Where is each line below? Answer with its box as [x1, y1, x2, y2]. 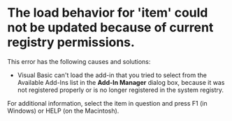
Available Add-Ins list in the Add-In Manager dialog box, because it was [17, 78, 225, 86]
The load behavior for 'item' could [7, 5, 208, 21]
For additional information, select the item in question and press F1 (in [7, 99, 208, 107]
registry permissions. [7, 35, 135, 50]
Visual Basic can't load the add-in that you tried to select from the [17, 71, 208, 79]
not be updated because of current [7, 19, 214, 35]
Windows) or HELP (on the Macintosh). [7, 106, 119, 115]
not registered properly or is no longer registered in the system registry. [17, 86, 224, 94]
